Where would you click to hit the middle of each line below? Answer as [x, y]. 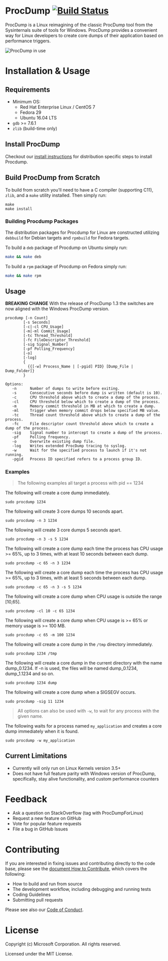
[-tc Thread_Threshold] [48, 336]
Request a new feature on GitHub [47, 818]
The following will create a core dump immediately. [58, 493]
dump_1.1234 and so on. [30, 674]
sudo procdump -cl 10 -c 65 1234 [40, 611]
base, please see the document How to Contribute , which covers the [76, 869]
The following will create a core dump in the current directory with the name [84, 663]
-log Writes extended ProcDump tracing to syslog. [69, 446]
